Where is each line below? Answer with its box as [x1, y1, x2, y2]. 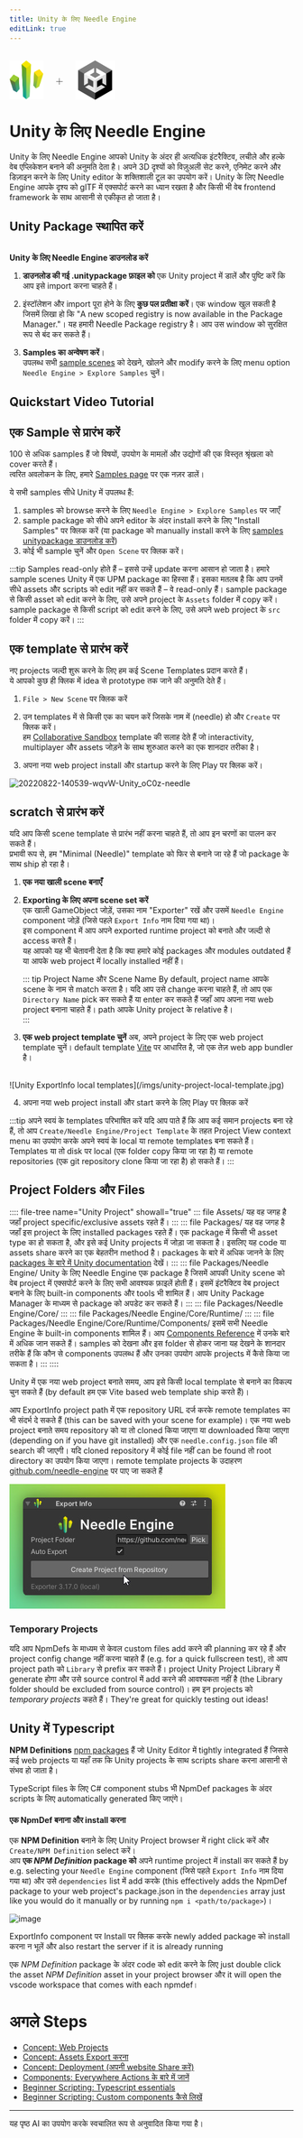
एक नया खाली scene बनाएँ [22, 876, 103, 888]
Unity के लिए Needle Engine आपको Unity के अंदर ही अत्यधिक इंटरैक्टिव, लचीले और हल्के [9, 152, 286, 162]
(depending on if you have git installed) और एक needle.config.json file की [9, 1435, 278, 1446]
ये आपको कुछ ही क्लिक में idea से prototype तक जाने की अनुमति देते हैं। [9, 675, 227, 686]
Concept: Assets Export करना [22, 2051, 129, 2062]
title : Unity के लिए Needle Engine [9, 14, 137, 23]
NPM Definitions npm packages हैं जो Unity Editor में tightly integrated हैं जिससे [9, 1745, 289, 1755]
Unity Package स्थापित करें [9, 218, 144, 234]
